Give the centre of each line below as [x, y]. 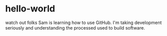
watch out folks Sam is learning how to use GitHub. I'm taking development [83, 22]
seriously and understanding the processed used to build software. [75, 27]
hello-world [30, 9]
